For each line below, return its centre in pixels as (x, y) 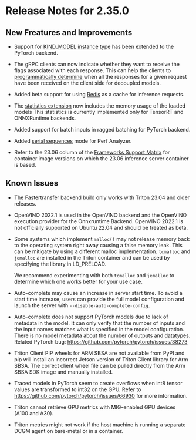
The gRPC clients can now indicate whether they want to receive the (97, 64)
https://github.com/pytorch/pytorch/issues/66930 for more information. (101, 395)
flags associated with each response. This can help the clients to (92, 70)
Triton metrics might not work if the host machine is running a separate (100, 425)
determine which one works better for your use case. (78, 281)
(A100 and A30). (34, 413)
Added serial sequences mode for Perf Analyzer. (73, 141)
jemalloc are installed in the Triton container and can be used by (92, 257)
